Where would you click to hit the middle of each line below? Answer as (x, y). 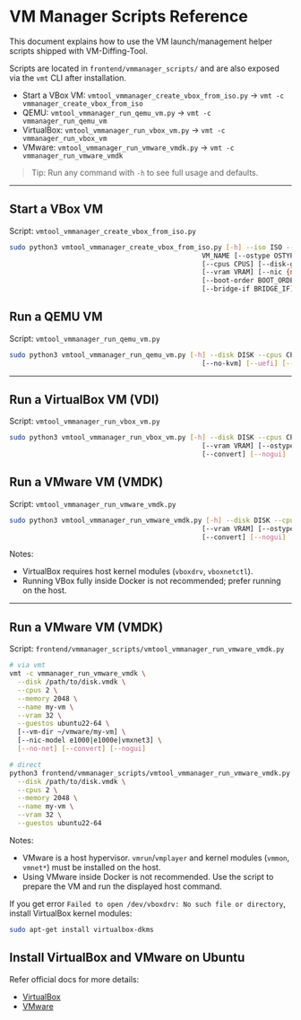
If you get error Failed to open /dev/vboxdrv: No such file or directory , (148, 903)
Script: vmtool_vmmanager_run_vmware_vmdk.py (93, 503)
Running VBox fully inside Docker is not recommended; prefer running (151, 581)
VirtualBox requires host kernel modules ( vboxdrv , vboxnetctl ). (138, 571)
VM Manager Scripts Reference (129, 17)
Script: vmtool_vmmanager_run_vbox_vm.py (85, 421)
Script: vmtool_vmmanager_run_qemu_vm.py (85, 338)
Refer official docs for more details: (74, 979)
